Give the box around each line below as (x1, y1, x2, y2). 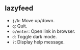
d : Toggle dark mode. (12, 33, 57, 39)
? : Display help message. (12, 39, 65, 45)
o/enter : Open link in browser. (12, 28, 76, 34)
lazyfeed (5, 4, 34, 13)
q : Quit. (12, 23, 28, 29)
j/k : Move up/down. (12, 17, 55, 23)
